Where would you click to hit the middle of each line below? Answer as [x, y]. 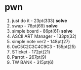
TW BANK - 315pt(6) [33, 62]
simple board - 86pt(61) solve [42, 31]
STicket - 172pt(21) [31, 52]
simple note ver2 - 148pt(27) [41, 41]
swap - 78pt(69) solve [35, 25]
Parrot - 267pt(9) [29, 57]
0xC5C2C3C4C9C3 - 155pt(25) [44, 47]
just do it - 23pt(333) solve [39, 21]
